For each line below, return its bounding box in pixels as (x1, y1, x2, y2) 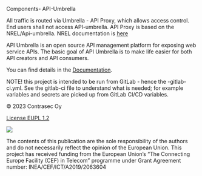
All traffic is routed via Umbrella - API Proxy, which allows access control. (6, 17, 190, 24)
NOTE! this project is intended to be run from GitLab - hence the (6, 78, 167, 85)
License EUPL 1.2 (6, 115, 50, 121)
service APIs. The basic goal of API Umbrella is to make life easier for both (6, 48, 192, 55)
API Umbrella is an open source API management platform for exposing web (6, 42, 197, 49)
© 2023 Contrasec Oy (6, 103, 62, 110)
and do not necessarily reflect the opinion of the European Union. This (6, 144, 182, 151)
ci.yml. (6, 84, 23, 92)
